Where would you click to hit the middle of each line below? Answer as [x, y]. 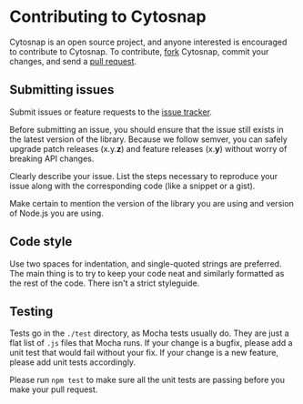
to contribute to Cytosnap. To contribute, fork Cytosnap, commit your [139, 51]
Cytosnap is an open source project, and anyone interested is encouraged [148, 42]
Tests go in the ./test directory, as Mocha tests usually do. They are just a [149, 333]
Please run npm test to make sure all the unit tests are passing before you [147, 380]
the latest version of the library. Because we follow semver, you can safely [149, 139]
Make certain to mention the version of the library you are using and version [151, 203]
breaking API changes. [52, 158]
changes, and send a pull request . [73, 61]
